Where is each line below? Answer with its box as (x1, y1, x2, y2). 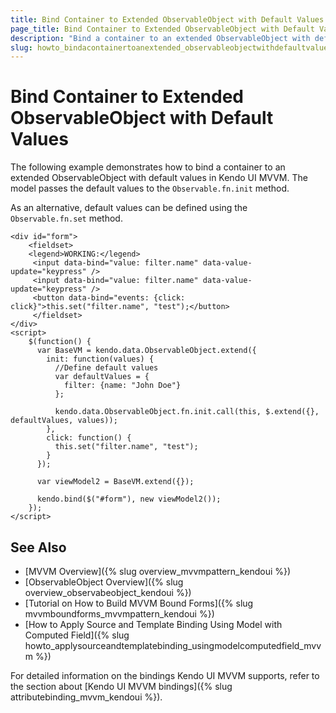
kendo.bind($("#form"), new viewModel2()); (36, 494, 222, 505)
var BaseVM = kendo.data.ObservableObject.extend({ (36, 346, 257, 356)
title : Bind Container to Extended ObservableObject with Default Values (10, 14, 325, 25)
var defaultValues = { (54, 372, 150, 382)
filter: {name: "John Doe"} (63, 381, 182, 391)
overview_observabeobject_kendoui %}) (24, 587, 192, 598)
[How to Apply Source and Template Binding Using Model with (24, 619, 283, 630)
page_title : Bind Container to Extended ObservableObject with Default (10, 24, 315, 34)
